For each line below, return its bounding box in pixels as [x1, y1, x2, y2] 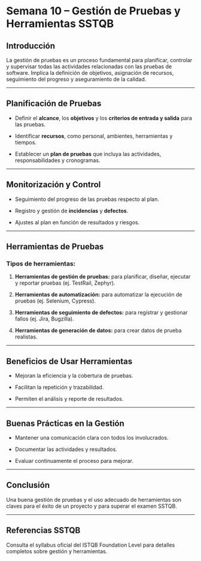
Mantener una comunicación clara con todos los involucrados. [14, 434, 169, 441]
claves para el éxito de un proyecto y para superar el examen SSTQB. [6, 502, 178, 510]
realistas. [14, 333, 38, 340]
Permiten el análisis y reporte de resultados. [14, 395, 124, 403]
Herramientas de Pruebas [6, 242, 104, 252]
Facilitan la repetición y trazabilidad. [14, 384, 104, 391]
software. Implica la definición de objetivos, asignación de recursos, [6, 69, 174, 76]
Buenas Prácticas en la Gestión [6, 418, 124, 428]
